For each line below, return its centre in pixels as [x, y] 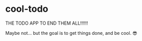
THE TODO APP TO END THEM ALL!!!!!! [47, 23]
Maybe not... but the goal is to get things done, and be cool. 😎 [71, 33]
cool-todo [27, 9]
